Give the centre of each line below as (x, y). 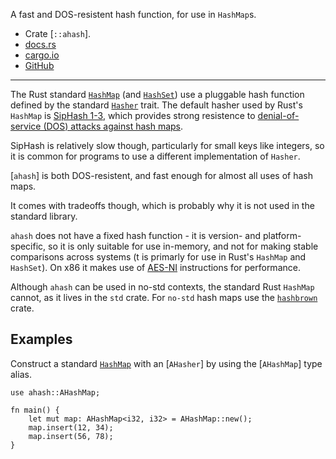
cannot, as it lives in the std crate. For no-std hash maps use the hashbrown (164, 297)
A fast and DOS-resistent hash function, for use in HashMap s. (133, 14)
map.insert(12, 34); (71, 427)
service (26, 126)
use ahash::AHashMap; (55, 392)
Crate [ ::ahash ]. (58, 33)
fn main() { (35, 410)
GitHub (39, 65)
